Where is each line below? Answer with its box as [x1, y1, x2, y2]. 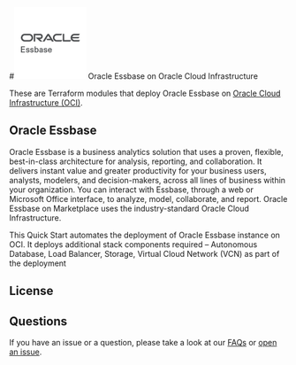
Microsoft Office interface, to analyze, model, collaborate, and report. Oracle [9, 193, 288, 204]
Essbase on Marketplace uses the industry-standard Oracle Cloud [9, 203, 250, 214]
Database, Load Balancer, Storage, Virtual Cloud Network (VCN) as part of [9, 248, 280, 259]
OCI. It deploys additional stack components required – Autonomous [9, 238, 258, 250]
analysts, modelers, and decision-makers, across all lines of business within [9, 175, 285, 185]
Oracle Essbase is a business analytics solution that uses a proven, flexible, [9, 146, 285, 157]
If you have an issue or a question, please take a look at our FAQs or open [9, 338, 277, 348]
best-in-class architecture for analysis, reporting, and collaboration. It [9, 156, 262, 167]
